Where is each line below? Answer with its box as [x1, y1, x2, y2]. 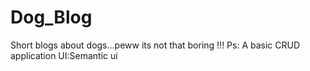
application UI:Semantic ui [10, 49, 118, 61]
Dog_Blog [10, 6, 93, 29]
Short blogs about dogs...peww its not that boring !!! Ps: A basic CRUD [10, 39, 301, 51]
